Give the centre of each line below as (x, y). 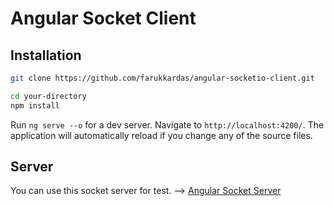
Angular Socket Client (103, 18)
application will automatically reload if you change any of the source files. (161, 135)
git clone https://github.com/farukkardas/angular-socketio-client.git (162, 78)
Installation (46, 55)
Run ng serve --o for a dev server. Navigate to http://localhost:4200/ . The (167, 124)
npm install (35, 105)
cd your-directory (48, 96)
